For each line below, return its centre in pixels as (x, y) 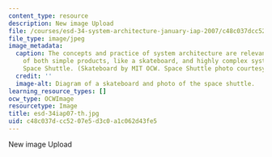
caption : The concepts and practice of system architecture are (126, 53)
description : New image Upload (61, 23)
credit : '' (34, 76)
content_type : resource (49, 16)
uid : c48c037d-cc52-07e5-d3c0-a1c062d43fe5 (83, 121)
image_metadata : (36, 46)
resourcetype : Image (43, 106)
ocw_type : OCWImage (41, 99)
